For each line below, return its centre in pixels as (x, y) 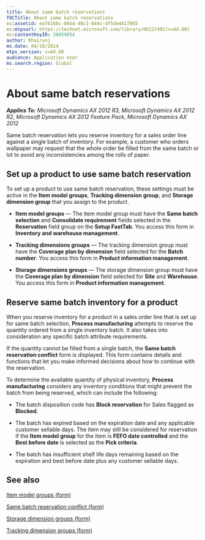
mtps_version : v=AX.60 (35, 52)
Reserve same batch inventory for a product (92, 302)
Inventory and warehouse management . (67, 233)
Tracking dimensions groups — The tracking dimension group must (101, 245)
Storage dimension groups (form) (48, 519)
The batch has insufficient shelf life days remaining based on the (97, 454)
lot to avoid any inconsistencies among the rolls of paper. (78, 155)
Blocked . (27, 411)
